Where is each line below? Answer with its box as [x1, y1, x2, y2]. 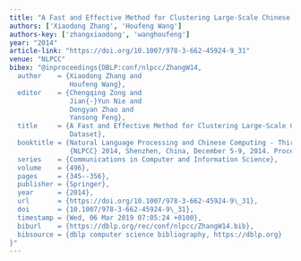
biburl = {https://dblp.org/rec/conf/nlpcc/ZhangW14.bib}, [17, 222, 254, 231]
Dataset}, [69, 130, 106, 139]
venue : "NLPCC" [9, 55, 66, 64]
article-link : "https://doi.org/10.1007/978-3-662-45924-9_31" [9, 47, 251, 56]
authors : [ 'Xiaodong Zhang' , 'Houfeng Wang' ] [9, 22, 182, 30]
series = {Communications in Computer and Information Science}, [17, 154, 279, 164]
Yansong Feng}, [69, 113, 126, 122]
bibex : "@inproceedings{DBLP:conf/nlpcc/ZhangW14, [9, 64, 202, 73]
